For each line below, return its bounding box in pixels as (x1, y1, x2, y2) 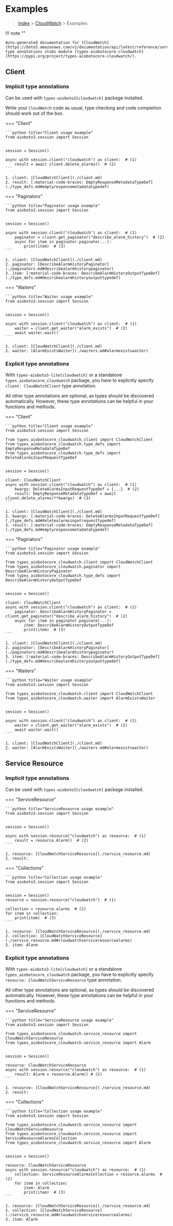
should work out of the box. (5, 110, 64, 116)
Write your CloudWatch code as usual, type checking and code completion (5, 104, 161, 111)
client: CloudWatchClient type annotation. (5, 382, 97, 389)
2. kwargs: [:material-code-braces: (5, 513, 84, 519)
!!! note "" (5, 30, 26, 36)
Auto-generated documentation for (5, 40, 80, 45)
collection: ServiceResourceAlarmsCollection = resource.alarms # (14, 1171, 162, 1177)
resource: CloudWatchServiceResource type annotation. (5, 976, 122, 983)
